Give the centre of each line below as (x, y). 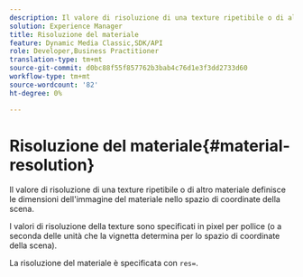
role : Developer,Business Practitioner (84, 51)
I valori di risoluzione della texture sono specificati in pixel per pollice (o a (146, 226)
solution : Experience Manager (66, 26)
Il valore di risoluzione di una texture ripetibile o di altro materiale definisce (148, 189)
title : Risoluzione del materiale (74, 34)
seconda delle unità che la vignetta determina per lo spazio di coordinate (145, 236)
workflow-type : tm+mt (50, 77)
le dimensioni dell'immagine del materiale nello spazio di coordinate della (145, 199)
